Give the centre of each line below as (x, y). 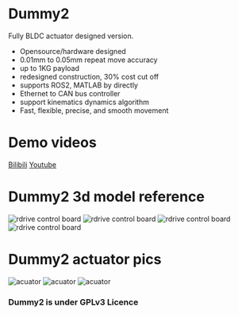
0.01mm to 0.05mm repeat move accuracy (88, 60)
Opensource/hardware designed (73, 51)
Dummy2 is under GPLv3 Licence (73, 301)
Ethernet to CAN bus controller (70, 93)
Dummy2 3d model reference (106, 197)
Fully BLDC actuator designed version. (71, 36)
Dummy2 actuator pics (85, 259)
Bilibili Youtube (33, 165)
